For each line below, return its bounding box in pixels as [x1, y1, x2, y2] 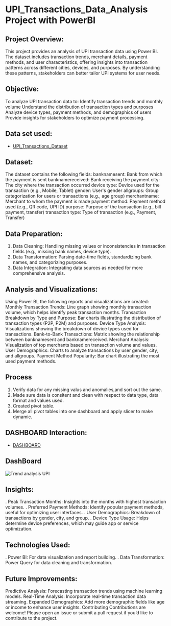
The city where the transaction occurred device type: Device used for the [5, 182, 160, 188]
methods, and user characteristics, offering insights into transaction [5, 59, 148, 65]
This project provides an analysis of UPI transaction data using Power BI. [5, 49, 158, 54]
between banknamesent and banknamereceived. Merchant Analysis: [5, 336, 150, 343]
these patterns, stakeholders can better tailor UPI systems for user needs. [5, 70, 161, 76]
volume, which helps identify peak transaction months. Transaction [5, 309, 146, 316]
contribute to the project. [5, 615, 58, 621]
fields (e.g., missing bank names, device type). [12, 249, 111, 255]
